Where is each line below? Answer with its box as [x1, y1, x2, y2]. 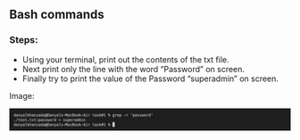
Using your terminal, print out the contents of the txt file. [21, 54, 229, 65]
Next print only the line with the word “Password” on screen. [21, 63, 246, 74]
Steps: [9, 34, 38, 46]
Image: [9, 90, 35, 101]
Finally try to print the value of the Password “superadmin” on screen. [21, 73, 279, 84]
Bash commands [9, 7, 104, 22]
